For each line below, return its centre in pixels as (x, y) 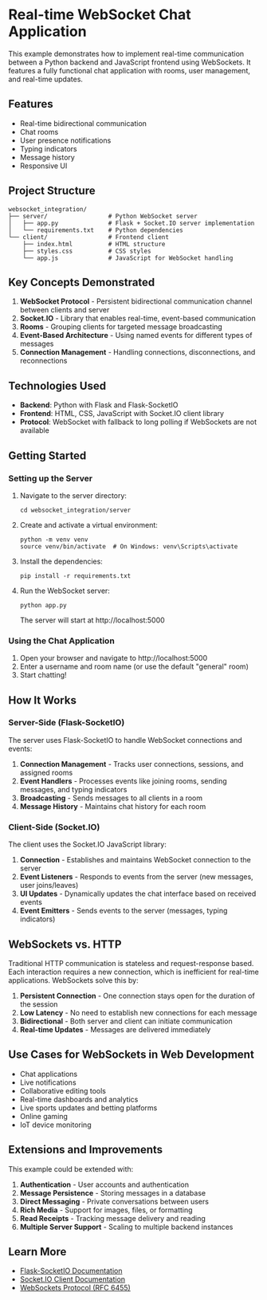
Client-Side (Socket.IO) (54, 827)
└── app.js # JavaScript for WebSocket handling (128, 258)
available (34, 430)
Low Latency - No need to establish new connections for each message (138, 1012)
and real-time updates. (46, 79)
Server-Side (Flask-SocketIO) (67, 723)
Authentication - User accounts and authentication (104, 1184)
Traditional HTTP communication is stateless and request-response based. (131, 963)
